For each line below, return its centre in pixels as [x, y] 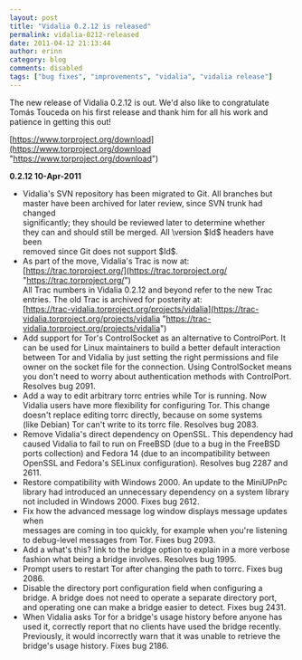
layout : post [34, 18]
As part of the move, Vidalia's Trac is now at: [106, 261]
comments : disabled [46, 69]
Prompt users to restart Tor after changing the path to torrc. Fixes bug [152, 569]
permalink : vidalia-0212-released [75, 34]
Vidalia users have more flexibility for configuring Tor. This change [146, 405]
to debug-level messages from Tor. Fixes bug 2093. [119, 540]
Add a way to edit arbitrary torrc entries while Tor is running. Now [144, 396]
